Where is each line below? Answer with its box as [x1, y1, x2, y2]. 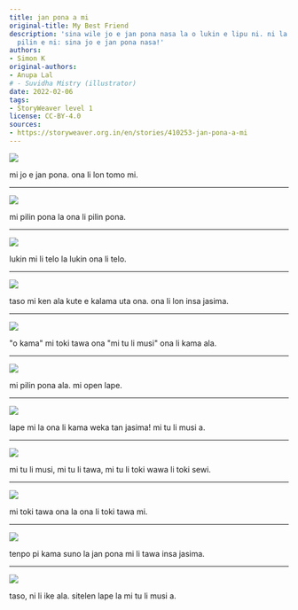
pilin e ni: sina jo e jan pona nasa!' [17, 37, 165, 47]
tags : [9, 95, 29, 105]
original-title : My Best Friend [9, 21, 129, 30]
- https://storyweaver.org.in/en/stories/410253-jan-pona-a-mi [9, 129, 248, 137]
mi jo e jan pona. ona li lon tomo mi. [9, 169, 139, 180]
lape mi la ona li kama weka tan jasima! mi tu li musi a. [9, 422, 206, 433]
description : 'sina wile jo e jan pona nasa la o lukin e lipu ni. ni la [9, 29, 288, 38]
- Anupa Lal [9, 71, 53, 80]
